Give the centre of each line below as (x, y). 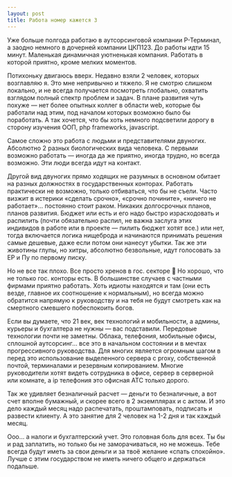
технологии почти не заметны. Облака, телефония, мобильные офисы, (112, 336)
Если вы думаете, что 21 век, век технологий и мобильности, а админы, (114, 321)
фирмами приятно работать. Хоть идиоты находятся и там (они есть (109, 285)
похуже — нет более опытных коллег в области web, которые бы (104, 105)
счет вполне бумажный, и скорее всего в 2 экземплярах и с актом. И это (116, 401)
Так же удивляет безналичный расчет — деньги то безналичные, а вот (112, 394)
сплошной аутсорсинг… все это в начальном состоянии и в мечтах (107, 343)
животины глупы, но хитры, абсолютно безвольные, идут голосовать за (114, 250)
